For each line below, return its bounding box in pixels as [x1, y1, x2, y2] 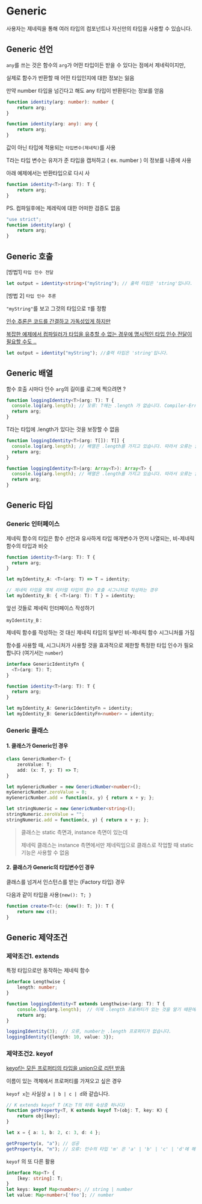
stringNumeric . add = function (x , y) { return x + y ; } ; [6, 817, 149, 823]
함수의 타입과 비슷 [6, 542, 48, 549]
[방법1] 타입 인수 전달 [6, 268, 54, 275]
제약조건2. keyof [6, 1049, 54, 1058]
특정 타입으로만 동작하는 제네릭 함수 [6, 967, 90, 974]
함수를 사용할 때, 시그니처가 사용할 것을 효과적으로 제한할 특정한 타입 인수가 [6, 641, 183, 648]
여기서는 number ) [23, 649, 64, 656]
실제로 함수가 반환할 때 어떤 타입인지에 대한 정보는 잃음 [6, 74, 135, 81]
